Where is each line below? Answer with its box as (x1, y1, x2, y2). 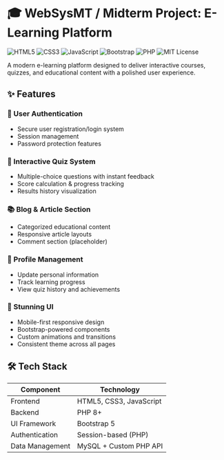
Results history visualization (17, 187, 96, 195)
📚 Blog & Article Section (7, 204, 91, 214)
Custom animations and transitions (17, 332, 116, 341)
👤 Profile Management (7, 254, 83, 264)
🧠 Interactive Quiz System (7, 157, 96, 166)
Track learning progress (17, 277, 85, 286)
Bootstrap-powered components (17, 325, 110, 333)
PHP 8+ (77, 408, 102, 417)
